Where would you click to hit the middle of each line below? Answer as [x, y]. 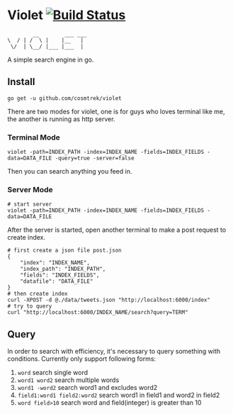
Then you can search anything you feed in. [70, 172]
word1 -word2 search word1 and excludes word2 [87, 388]
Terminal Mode [34, 137]
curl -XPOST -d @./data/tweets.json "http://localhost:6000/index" [109, 300]
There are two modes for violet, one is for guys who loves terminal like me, [116, 111]
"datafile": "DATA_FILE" [57, 281]
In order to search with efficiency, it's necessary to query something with [114, 352]
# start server [30, 205]
